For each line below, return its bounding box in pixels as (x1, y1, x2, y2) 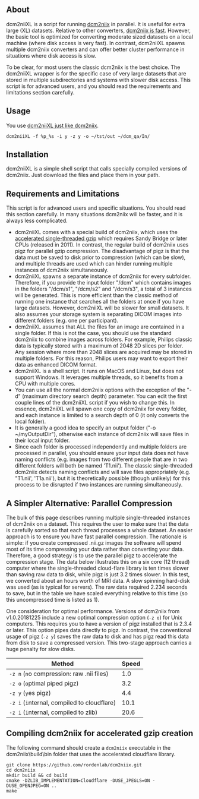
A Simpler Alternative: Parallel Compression (6, 498, 173, 509)
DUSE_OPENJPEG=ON (6, 782, 49, 789)
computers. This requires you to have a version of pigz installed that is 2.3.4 (6, 620, 192, 627)
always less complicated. (6, 217, 68, 225)
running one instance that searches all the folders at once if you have (14, 298, 185, 305)
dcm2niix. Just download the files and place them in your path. (6, 172, 160, 179)
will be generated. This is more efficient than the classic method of (14, 292, 178, 299)
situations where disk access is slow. (6, 52, 97, 59)
